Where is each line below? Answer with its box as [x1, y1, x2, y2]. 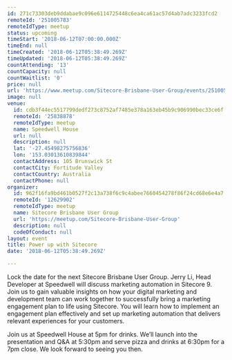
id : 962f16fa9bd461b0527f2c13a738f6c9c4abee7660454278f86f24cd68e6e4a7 [13, 190, 224, 197]
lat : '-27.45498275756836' [13, 145, 91, 152]
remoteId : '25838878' [13, 113, 76, 120]
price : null [7, 81, 41, 88]
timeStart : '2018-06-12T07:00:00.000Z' [7, 36, 122, 43]
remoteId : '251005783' [7, 17, 72, 23]
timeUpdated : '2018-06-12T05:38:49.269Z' [7, 55, 128, 62]
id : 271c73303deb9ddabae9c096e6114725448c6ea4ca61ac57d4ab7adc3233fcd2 [7, 10, 217, 17]
